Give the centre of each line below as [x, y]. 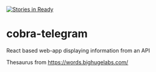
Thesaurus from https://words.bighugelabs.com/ [67, 62]
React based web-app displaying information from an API [78, 50]
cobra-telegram [47, 34]
